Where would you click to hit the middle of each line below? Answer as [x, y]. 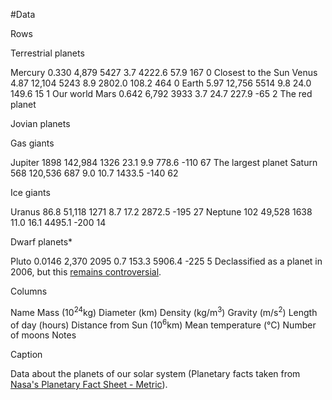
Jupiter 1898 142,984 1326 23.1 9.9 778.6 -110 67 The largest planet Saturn [164, 162]
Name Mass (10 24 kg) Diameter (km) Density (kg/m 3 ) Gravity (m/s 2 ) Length [164, 311]
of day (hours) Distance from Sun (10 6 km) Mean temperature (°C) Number [163, 324]
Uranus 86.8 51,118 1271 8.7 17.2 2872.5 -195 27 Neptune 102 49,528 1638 [161, 212]
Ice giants [30, 192]
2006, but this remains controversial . [86, 272]
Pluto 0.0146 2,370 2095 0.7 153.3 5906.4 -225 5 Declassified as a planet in [166, 261]
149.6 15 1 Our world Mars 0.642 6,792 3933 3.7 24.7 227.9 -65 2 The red [161, 93]
